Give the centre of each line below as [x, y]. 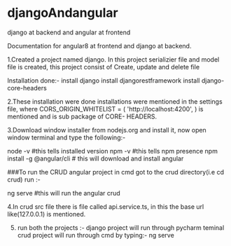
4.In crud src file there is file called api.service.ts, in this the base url [106, 206]
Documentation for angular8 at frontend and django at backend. [99, 46]
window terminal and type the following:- [66, 137]
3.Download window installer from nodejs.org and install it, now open [107, 130]
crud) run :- [24, 179]
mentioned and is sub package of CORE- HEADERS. [82, 116]
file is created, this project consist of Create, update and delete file [104, 67]
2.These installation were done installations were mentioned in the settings [115, 101]
